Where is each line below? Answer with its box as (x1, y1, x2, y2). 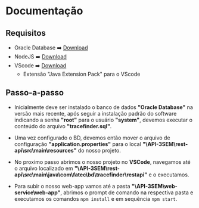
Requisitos (5, 28, 46, 38)
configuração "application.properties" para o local (14, 140, 141, 147)
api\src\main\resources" (14, 147, 77, 154)
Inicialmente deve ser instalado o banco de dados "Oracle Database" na (14, 103, 193, 111)
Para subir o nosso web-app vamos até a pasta (14, 182, 130, 190)
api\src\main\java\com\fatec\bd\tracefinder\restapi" (14, 171, 147, 178)
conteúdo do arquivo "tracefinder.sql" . (14, 122, 112, 129)
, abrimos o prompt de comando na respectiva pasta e (60, 189, 194, 196)
